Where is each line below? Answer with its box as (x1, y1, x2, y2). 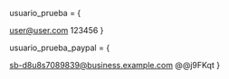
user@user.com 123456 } (9, 25, 104, 35)
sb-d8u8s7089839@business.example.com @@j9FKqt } (9, 60, 220, 70)
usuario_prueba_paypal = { (9, 42, 110, 53)
